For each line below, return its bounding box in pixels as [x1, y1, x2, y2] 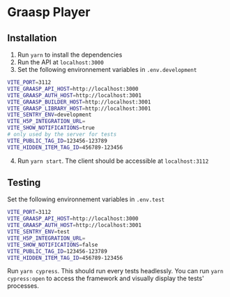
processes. [7, 282, 40, 290]
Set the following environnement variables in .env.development [17, 66, 197, 73]
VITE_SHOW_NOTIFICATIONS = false [7, 241, 98, 248]
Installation [7, 32, 57, 44]
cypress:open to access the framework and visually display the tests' [7, 274, 204, 283]
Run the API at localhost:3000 [17, 58, 105, 66]
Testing [7, 177, 41, 189]
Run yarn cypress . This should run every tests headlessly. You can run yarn [7, 267, 224, 275]
